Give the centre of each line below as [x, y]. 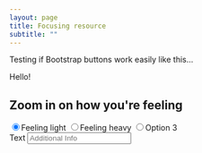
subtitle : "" [34, 34]
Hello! [20, 77]
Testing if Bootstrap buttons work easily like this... [101, 60]
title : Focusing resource [57, 26]
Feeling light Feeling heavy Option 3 [99, 128]
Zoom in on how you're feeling [96, 105]
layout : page [34, 17]
